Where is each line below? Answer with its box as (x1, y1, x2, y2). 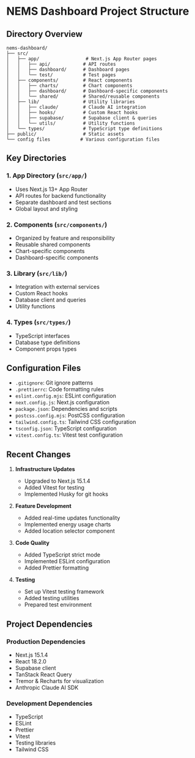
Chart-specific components (15, 247, 85, 254)
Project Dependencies (6, 619, 93, 629)
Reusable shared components (15, 241, 90, 248)
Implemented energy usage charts (24, 521, 111, 528)
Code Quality (15, 539, 50, 547)
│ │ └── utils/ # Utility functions (6, 120, 136, 127)
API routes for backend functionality (15, 192, 106, 199)
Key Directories (6, 153, 67, 163)
